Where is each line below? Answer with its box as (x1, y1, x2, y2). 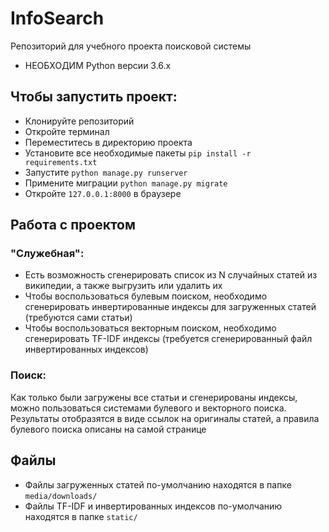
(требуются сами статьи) (24, 312, 133, 324)
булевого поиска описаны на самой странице (10, 423, 207, 435)
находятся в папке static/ (24, 510, 138, 522)
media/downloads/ (24, 491, 98, 501)
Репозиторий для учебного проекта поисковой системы (10, 40, 252, 52)
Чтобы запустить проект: (10, 88, 178, 106)
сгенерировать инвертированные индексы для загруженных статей (24, 301, 317, 313)
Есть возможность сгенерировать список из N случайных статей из (24, 269, 318, 281)
